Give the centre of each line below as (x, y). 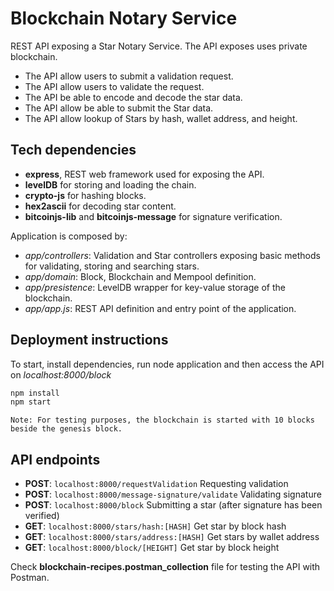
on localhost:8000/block (61, 374)
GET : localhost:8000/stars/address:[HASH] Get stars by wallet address (172, 537)
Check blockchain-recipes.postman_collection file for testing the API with (165, 567)
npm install (35, 393)
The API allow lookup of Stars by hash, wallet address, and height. (161, 118)
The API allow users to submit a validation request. (129, 76)
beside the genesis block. (66, 429)
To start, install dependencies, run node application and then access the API (167, 364)
